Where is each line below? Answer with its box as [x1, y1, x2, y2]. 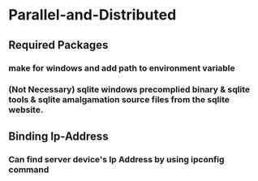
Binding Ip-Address [8, 129, 109, 143]
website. [8, 104, 44, 115]
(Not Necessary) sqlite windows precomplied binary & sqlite [8, 84, 251, 95]
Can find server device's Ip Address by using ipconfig [8, 153, 225, 165]
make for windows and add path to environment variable [8, 62, 235, 74]
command [8, 164, 49, 175]
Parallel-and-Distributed [8, 6, 177, 24]
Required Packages [8, 38, 109, 52]
